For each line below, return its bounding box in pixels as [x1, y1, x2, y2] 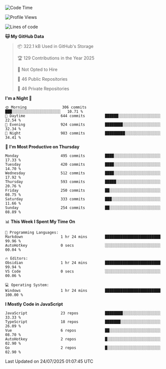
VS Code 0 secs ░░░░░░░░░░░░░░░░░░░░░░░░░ [5, 269, 161, 274]
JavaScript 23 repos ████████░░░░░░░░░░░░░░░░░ [5, 311, 161, 316]
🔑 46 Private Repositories [17, 86, 69, 92]
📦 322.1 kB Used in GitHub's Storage [17, 44, 94, 49]
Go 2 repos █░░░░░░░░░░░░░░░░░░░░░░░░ [5, 345, 161, 350]
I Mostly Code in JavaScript [5, 301, 63, 307]
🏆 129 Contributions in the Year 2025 [17, 55, 95, 61]
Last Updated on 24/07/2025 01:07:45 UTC [5, 359, 94, 364]
